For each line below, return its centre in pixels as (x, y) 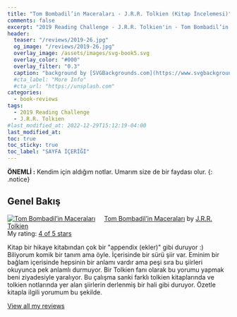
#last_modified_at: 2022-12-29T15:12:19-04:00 (77, 125)
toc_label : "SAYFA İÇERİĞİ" (49, 152)
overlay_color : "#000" (47, 60)
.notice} (19, 179)
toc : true (22, 138)
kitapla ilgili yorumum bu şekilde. (55, 292)
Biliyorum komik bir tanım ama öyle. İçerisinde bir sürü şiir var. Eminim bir (114, 254)
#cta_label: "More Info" (50, 79)
